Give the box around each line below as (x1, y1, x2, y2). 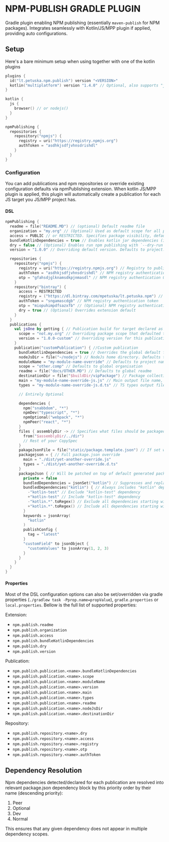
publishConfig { (23, 527, 57, 532)
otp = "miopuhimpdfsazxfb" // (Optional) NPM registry (18, 303, 136, 308)
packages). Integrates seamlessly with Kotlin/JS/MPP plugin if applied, (5, 25, 151, 31)
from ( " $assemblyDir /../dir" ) (23, 433, 84, 438)
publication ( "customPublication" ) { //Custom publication (14, 345, 138, 350)
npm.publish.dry (12, 644, 47, 649)
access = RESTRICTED (18, 289, 62, 294)
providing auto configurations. (5, 30, 68, 36)
